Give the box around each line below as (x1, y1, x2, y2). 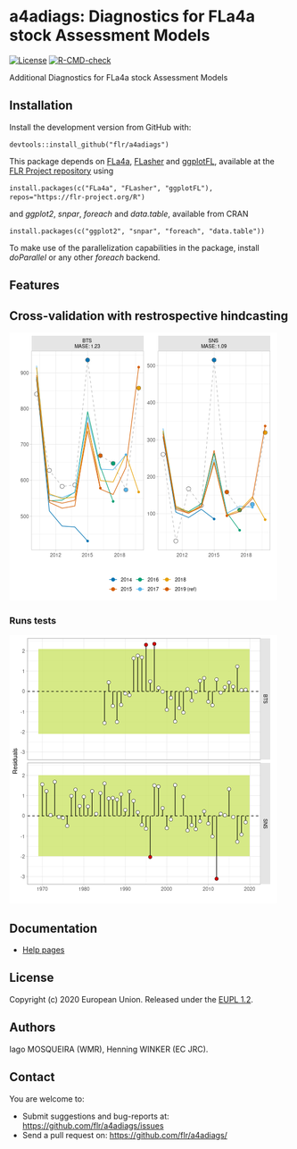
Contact (9, 1069, 55, 1085)
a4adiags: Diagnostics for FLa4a (9, 6, 256, 27)
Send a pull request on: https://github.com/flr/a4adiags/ (21, 1129, 227, 1140)
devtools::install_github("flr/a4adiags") (9, 140, 169, 149)
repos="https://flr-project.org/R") (9, 192, 145, 202)
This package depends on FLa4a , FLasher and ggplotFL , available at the (9, 155, 275, 166)
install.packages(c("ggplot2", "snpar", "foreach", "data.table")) (9, 226, 266, 236)
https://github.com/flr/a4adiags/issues (21, 1120, 164, 1131)
